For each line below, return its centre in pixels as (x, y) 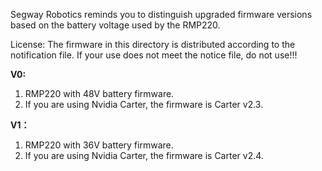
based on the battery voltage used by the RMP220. (115, 25)
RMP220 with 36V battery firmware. (99, 145)
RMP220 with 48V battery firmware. (99, 93)
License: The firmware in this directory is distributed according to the (153, 44)
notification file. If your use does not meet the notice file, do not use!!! (154, 55)
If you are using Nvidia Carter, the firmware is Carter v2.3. (144, 104)
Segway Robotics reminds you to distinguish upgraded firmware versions (161, 14)
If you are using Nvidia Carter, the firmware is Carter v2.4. (144, 155)
